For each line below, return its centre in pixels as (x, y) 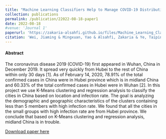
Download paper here (27, 132)
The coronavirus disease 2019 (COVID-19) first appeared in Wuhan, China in (83, 64)
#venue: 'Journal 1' (26, 28)
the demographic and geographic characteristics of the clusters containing (82, 101)
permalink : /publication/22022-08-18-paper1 (52, 19)
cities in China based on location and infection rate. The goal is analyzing (80, 96)
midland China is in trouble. (33, 122)
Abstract (14, 53)
